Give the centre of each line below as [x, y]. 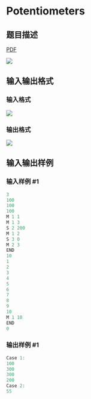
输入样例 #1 [22, 181]
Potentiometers [46, 11]
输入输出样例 [30, 163]
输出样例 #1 [22, 345]
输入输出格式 [30, 81]
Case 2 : [16, 386]
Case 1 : [16, 358]
